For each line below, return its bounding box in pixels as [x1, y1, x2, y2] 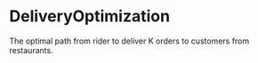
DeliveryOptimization [9, 6, 171, 27]
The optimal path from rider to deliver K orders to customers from [9, 35, 250, 46]
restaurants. [9, 44, 53, 55]
